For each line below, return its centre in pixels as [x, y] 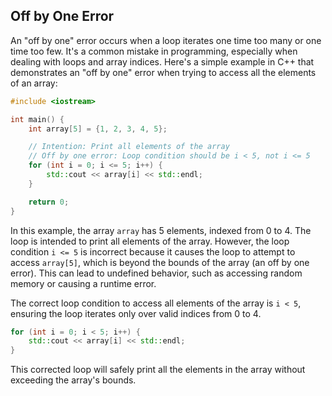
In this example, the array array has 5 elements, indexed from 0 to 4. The [161, 230]
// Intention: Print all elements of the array [129, 147]
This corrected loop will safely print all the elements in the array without [158, 370]
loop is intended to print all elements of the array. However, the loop [150, 241]
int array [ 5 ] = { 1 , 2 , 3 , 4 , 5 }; [98, 129]
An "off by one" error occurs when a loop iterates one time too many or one [166, 40]
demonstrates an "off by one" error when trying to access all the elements [163, 72]
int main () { [37, 119]
